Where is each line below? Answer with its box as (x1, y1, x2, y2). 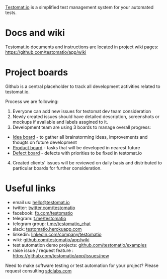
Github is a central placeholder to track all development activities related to (5, 83, 160, 89)
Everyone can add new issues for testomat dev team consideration (12, 108, 151, 114)
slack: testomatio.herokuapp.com (12, 226, 82, 232)
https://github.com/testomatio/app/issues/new (12, 252, 109, 258)
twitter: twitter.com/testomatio (12, 205, 75, 211)
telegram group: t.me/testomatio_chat (12, 221, 91, 227)
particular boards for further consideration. (12, 165, 102, 171)
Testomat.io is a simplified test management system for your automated (5, 5, 154, 10)
